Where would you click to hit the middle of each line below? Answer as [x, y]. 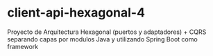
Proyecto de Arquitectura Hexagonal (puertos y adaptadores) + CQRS [107, 32]
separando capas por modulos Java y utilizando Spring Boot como [102, 39]
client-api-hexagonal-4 [76, 13]
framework [23, 46]
